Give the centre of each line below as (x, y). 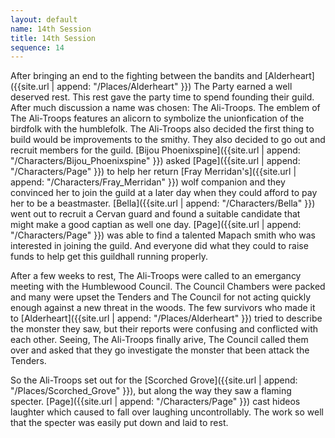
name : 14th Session (51, 29)
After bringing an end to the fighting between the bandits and (136, 76)
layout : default (44, 19)
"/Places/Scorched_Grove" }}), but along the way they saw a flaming (151, 391)
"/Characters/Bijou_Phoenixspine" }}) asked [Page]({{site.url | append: (155, 161)
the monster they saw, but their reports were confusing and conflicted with (164, 329)
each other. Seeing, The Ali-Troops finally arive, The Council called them (159, 340)
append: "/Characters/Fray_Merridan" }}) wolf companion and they (148, 182)
